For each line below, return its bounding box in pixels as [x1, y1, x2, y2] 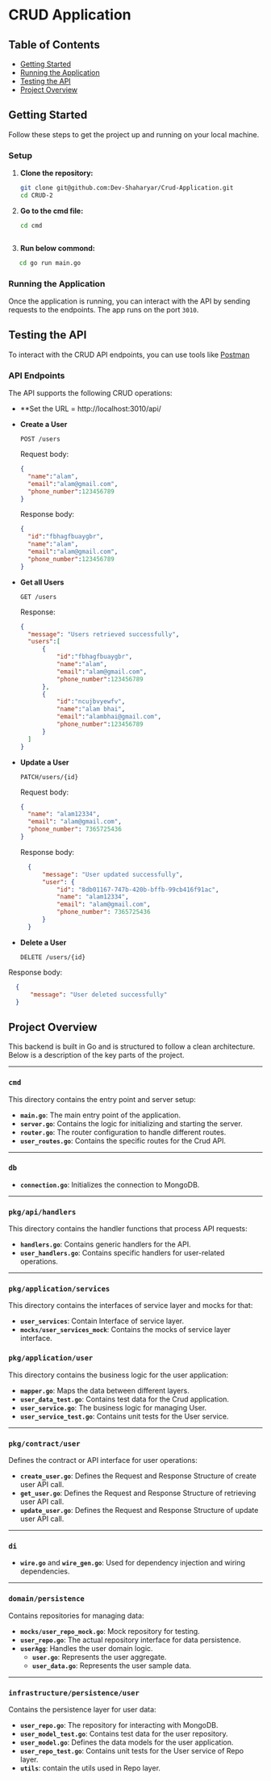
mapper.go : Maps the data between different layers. [19, 1385, 190, 1395]
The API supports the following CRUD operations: [8, 388, 173, 398]
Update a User [19, 757, 70, 767]
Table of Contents [8, 38, 101, 52]
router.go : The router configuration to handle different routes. [19, 1127, 227, 1137]
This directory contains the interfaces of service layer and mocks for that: [8, 1301, 253, 1310]
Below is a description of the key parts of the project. [8, 1050, 185, 1060]
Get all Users [19, 577, 65, 587]
